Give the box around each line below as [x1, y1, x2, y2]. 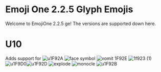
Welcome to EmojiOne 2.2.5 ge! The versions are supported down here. [5, 20, 156, 27]
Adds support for [5, 55, 41, 61]
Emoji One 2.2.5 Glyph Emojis [5, 4, 133, 15]
